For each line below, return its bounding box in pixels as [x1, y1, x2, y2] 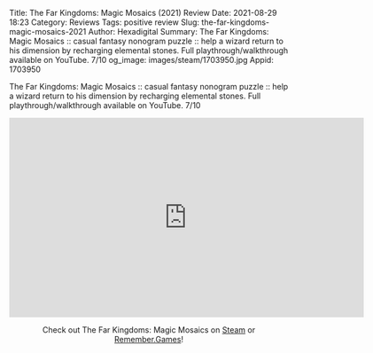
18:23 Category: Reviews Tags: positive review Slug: [9, 17, 200, 27]
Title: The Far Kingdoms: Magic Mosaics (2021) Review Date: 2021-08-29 [9, 8, 277, 18]
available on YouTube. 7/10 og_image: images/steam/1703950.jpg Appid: [9, 55, 275, 65]
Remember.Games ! [113, 334, 184, 344]
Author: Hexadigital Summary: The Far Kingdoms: [88, 27, 269, 36]
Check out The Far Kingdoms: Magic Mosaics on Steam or [43, 325, 255, 335]
